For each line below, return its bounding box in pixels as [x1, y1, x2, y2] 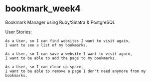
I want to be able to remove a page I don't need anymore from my [5, 69, 146, 74]
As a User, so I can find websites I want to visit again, [5, 38, 131, 43]
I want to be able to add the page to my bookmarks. [5, 55, 117, 61]
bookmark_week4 [5, 3, 81, 14]
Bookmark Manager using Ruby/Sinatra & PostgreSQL [5, 19, 116, 25]
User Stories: [5, 29, 32, 35]
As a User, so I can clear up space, [5, 64, 84, 69]
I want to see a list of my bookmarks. [5, 42, 88, 47]
